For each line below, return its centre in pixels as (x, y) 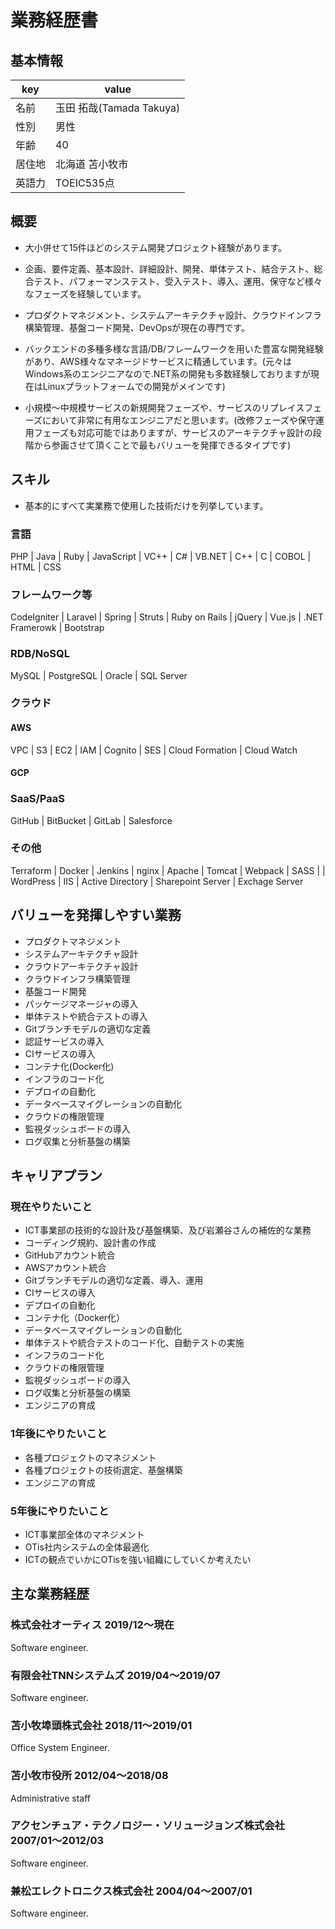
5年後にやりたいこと (60, 1511)
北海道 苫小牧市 (92, 164)
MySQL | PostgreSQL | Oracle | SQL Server (99, 675)
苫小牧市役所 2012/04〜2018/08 (89, 1776)
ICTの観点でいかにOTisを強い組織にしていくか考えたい (138, 1559)
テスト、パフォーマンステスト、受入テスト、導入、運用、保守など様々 (178, 281)
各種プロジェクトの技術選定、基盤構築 (103, 1470)
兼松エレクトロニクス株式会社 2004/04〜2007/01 (131, 1891)
